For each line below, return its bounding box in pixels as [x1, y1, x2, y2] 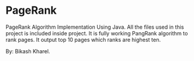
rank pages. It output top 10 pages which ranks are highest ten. [5, 36, 161, 43]
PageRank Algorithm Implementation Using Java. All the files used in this [5, 23, 184, 30]
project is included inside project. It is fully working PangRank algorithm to [5, 29, 189, 36]
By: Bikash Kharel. [5, 47, 50, 54]
